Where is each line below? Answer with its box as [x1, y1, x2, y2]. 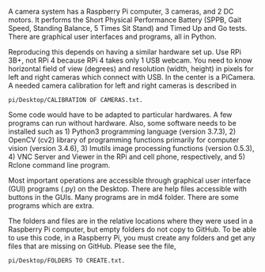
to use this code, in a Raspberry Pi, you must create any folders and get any [8, 233, 256, 242]
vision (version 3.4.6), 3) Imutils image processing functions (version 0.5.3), [8, 144, 255, 153]
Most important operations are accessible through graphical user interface [8, 176, 252, 185]
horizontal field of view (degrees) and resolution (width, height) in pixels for [8, 64, 255, 74]
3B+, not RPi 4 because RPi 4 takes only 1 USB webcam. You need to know [8, 55, 253, 65]
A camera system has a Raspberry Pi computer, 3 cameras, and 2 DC [8, 7, 234, 16]
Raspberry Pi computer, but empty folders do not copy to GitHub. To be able [8, 225, 257, 234]
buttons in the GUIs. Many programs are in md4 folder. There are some [8, 193, 239, 202]
